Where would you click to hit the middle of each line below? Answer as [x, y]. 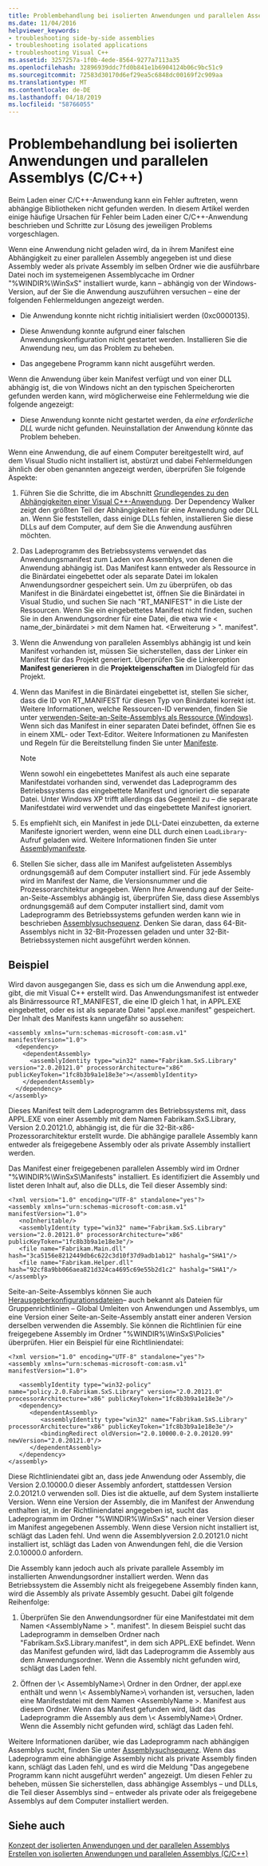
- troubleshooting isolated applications [78, 45]
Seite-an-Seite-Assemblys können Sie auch [80, 1291]
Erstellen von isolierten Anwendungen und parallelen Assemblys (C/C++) [128, 1853]
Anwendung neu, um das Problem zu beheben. [97, 348]
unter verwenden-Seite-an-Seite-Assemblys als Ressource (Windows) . [136, 718]
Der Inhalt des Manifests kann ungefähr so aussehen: [96, 1018]
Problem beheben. [50, 437]
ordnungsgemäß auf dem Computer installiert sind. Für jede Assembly [135, 872]
